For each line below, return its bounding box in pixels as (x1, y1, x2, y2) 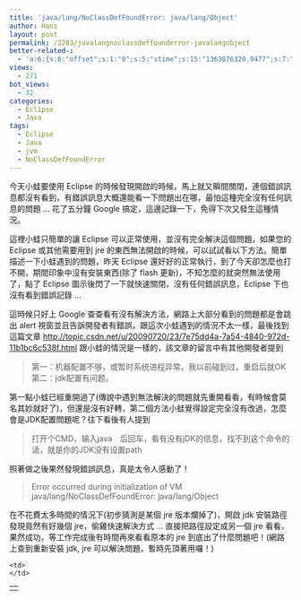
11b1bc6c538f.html (9, 342, 78, 352)
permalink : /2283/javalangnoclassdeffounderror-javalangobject (9, 38, 251, 48)
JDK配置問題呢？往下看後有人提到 (24, 413, 150, 424)
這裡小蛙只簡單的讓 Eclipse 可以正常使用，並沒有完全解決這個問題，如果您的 (9, 233, 292, 244)
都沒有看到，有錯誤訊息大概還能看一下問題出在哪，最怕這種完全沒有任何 (16, 192, 284, 203)
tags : (9, 122, 30, 131)
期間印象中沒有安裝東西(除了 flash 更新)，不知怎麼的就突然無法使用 (32, 266, 281, 278)
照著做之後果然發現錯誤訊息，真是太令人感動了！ (9, 463, 190, 474)
